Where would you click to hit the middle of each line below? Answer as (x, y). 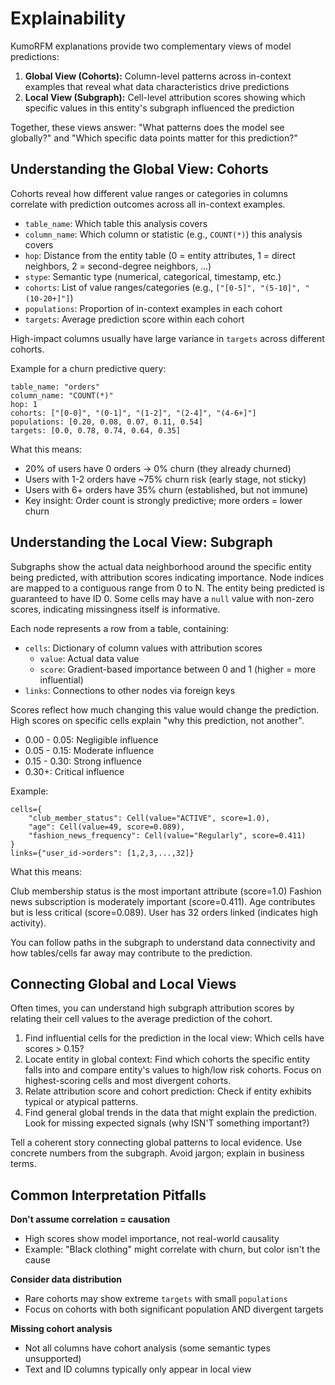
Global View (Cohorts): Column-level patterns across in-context (158, 76)
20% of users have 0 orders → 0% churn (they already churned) (158, 468)
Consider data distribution (66, 1279)
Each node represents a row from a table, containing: (120, 628)
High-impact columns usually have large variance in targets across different (167, 338)
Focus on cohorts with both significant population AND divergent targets (174, 1309)
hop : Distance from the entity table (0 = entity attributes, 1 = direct (160, 255)
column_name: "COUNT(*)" (62, 395)
